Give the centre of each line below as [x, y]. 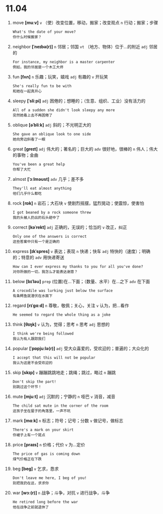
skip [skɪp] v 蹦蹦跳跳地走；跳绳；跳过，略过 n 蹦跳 [64, 372]
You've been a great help [39, 164]
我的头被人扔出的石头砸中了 [36, 217]
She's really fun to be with [42, 86]
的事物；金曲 [25, 155]
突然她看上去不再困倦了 [33, 115]
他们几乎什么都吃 [27, 193]
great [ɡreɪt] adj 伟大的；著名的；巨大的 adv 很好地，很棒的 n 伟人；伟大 [85, 149]
